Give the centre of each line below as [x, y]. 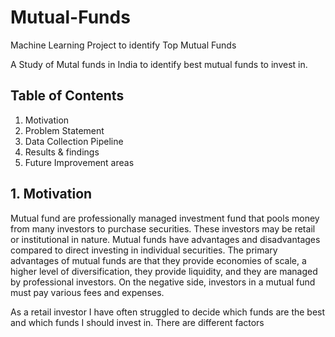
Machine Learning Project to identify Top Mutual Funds [123, 45]
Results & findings [62, 152]
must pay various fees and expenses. [87, 292]
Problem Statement [64, 130]
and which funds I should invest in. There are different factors [137, 322]
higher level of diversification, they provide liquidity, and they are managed [164, 271]
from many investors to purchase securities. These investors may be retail [163, 228]
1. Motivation [51, 194]
